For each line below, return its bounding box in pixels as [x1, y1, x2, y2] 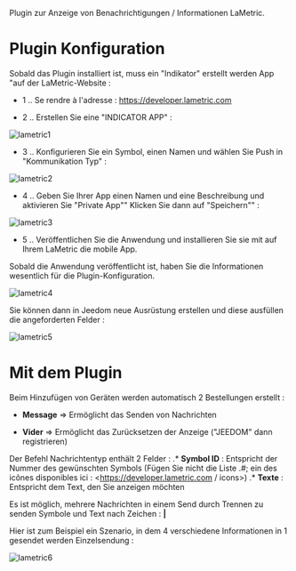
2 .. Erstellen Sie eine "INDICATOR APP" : [21, 111, 172, 123]
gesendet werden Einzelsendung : [9, 535, 134, 545]
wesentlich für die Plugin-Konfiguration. [9, 270, 156, 281]
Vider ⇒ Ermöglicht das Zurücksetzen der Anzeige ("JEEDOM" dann [21, 426, 273, 437]
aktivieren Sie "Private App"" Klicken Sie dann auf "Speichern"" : [21, 199, 260, 210]
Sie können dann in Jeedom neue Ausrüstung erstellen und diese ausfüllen [9, 304, 284, 315]
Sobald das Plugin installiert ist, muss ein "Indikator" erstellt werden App [9, 68, 275, 78]
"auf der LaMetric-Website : [9, 77, 111, 88]
